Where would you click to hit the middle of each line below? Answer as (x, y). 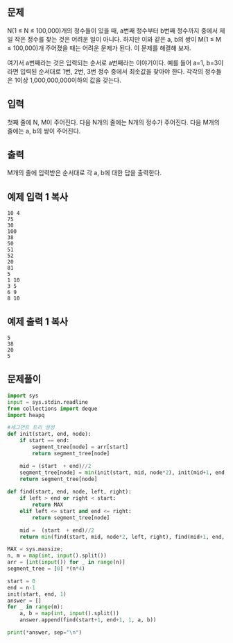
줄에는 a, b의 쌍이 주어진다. (44, 131)
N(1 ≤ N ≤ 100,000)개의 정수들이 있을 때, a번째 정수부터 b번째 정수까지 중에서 (113, 31)
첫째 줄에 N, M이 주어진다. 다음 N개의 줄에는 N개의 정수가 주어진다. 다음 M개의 (113, 122)
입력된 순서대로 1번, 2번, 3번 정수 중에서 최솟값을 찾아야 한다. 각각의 (111, 71)
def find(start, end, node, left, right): (69, 492)
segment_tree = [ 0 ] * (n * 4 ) (46, 569)
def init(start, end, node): (49, 434)
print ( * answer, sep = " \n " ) (44, 633)
